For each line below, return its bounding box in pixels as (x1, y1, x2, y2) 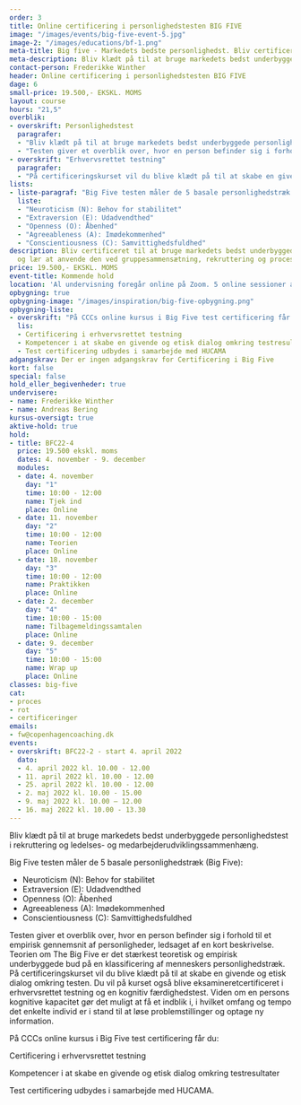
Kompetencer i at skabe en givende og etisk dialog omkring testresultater (9, 1067, 280, 1078)
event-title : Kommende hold (9, 272, 115, 281)
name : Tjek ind (25, 497, 82, 506)
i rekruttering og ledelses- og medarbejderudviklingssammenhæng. (9, 840, 259, 850)
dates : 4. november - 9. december (17, 455, 146, 465)
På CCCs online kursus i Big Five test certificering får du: (9, 1032, 219, 1043)
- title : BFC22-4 (9, 439, 74, 448)
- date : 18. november (17, 555, 99, 564)
